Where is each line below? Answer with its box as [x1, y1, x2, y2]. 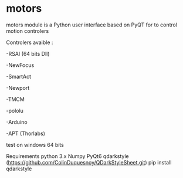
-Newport [6, 84, 30, 91]
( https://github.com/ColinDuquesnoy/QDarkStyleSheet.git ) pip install [6, 159, 172, 166]
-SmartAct [6, 73, 31, 80]
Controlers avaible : [6, 39, 53, 46]
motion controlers [6, 27, 49, 34]
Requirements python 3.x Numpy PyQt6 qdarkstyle [6, 152, 129, 160]
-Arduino [6, 118, 28, 125]
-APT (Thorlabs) [6, 130, 46, 137]
